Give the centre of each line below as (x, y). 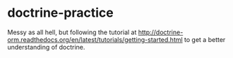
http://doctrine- (161, 32)
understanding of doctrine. (46, 47)
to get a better (205, 39)
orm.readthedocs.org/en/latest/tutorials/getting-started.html (95, 39)
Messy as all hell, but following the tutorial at (72, 32)
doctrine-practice (61, 13)
